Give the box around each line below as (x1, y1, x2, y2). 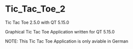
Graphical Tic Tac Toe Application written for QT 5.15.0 (5, 29, 115, 34)
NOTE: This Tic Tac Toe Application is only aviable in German (5, 38, 129, 44)
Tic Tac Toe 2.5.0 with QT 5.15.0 (5, 19, 69, 25)
